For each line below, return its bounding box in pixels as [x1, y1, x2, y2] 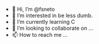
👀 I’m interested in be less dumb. [11, 12, 93, 19]
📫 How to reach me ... [11, 32, 68, 38]
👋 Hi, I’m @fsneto [11, 6, 55, 12]
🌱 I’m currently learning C [11, 18, 76, 25]
